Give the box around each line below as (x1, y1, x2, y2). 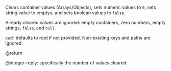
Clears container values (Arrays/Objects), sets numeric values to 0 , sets (5, 5, 156, 10)
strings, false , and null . (5, 25, 56, 31)
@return (5, 50, 23, 56)
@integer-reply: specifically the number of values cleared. (5, 60, 128, 65)
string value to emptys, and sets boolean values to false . (5, 10, 126, 16)
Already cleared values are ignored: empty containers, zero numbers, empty (5, 20, 166, 25)
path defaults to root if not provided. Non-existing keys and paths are (5, 35, 151, 41)
